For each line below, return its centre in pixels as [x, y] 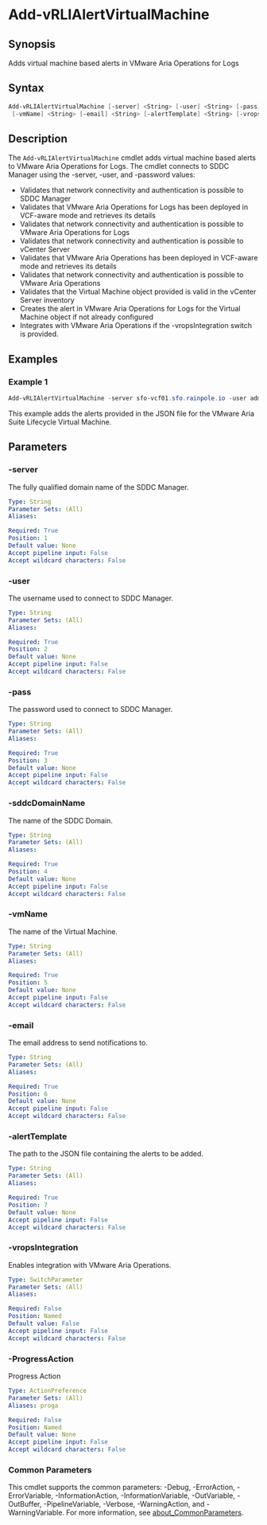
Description [38, 138]
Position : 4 [28, 872]
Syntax [26, 88]
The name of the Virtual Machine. [63, 931]
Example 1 [28, 381]
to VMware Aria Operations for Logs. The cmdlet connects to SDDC [119, 166]
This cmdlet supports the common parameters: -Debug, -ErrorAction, [122, 1488]
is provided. [39, 334]
